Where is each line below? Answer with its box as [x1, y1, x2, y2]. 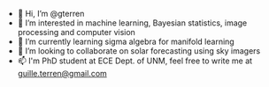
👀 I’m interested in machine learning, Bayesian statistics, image [17, 18, 248, 28]
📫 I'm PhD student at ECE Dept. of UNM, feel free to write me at [17, 55, 253, 66]
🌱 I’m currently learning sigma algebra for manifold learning [17, 36, 234, 47]
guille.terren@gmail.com [17, 69, 108, 78]
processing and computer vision [17, 27, 135, 37]
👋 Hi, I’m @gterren [17, 9, 85, 18]
